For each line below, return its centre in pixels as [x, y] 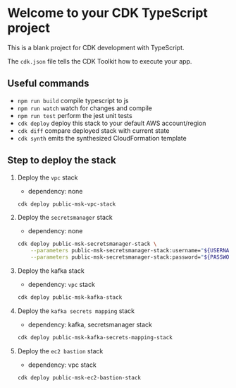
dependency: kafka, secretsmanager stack [90, 324]
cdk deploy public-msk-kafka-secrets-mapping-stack [95, 337]
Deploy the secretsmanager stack [65, 218]
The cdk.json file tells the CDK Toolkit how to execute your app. [100, 61]
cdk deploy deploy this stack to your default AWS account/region [112, 123]
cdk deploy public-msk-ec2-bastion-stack [79, 377]
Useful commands [48, 84]
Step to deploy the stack [62, 160]
